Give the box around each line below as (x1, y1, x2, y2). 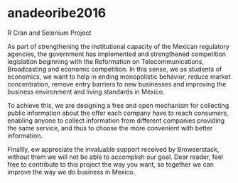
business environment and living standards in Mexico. (7, 87, 165, 96)
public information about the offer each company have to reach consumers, (7, 109, 229, 117)
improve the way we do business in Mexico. (7, 167, 136, 176)
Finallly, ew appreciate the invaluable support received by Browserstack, (7, 145, 220, 153)
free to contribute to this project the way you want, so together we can (7, 160, 215, 168)
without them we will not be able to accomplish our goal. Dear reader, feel (7, 152, 224, 161)
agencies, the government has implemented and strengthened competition (7, 50, 226, 58)
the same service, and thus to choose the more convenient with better (7, 123, 213, 132)
